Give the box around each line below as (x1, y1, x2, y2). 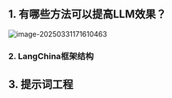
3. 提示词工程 (8, 78, 74, 92)
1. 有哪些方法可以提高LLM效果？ (8, 7, 166, 22)
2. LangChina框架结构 (8, 50, 94, 61)
